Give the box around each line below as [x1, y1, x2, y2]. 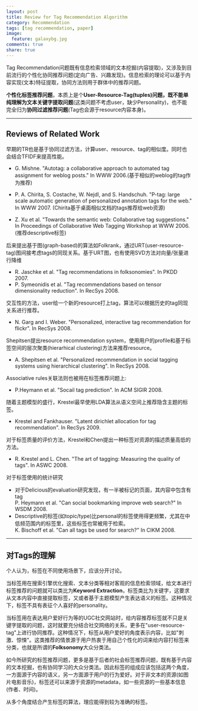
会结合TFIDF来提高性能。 [6, 153, 68, 160]
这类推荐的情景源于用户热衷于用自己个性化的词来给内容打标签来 [34, 637, 190, 644]
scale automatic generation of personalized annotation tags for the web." [14, 197, 192, 204]
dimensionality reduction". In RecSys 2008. [14, 287, 120, 294]
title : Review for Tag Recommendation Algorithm [6, 14, 128, 20]
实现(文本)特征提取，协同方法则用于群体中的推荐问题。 [11, 78, 144, 86]
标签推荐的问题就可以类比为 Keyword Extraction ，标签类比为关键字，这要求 [6, 587, 190, 594]
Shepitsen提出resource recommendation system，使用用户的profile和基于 [6, 337, 186, 344]
